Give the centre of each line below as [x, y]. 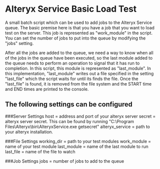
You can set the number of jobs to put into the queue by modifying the [75, 38]
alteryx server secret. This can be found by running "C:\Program [70, 121]
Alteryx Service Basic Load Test [71, 9]
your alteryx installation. [29, 132]
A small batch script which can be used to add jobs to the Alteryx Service [79, 22]
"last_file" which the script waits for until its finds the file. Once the [72, 79]
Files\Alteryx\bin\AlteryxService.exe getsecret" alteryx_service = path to [78, 127]
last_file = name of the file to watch [40, 151]
